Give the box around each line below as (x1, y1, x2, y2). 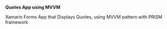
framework (5, 19, 29, 25)
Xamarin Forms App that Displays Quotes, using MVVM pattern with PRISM (5, 14, 163, 19)
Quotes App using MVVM (5, 4, 61, 10)
